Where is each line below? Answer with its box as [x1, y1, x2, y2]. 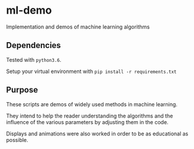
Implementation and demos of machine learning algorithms [6, 23, 150, 30]
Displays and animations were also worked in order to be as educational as [6, 130, 189, 137]
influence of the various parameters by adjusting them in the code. [6, 118, 169, 125]
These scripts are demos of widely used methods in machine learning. [6, 100, 177, 107]
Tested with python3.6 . [6, 56, 62, 63]
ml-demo [6, 4, 52, 17]
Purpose [6, 85, 38, 95]
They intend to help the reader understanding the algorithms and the [6, 112, 173, 119]
